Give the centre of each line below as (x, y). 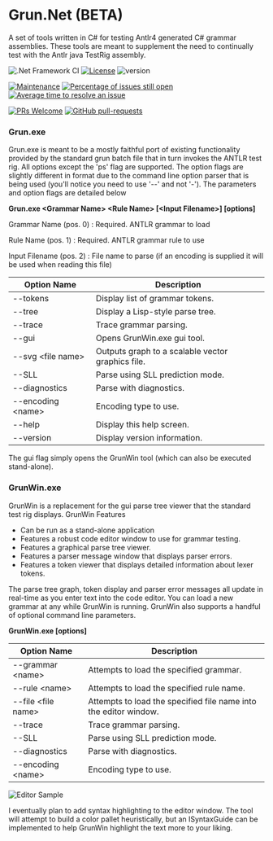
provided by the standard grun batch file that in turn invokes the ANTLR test (135, 158)
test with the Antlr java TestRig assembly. (77, 55)
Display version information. (149, 438)
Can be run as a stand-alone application (87, 530)
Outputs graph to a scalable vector (162, 352)
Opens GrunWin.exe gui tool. (150, 338)
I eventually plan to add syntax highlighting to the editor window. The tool (131, 810)
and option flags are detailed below (67, 193)
